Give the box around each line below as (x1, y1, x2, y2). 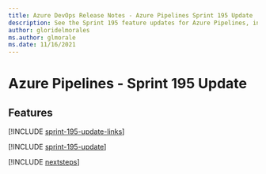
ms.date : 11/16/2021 (8, 41, 77, 49)
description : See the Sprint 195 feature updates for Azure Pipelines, (8, 19, 249, 27)
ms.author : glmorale (8, 33, 77, 42)
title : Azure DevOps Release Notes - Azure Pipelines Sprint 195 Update (8, 11, 253, 20)
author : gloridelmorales (8, 26, 90, 34)
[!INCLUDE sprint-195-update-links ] (8, 127, 125, 136)
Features (8, 106, 53, 119)
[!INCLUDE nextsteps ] (8, 157, 81, 167)
